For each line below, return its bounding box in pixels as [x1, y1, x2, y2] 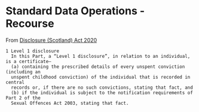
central [5, 79, 25, 85]
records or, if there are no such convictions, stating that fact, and [11, 85, 194, 91]
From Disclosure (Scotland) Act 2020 [5, 36, 97, 43]
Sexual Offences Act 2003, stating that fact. [11, 100, 129, 106]
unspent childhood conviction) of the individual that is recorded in [11, 74, 191, 80]
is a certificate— [5, 58, 51, 64]
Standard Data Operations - [5, 4, 145, 18]
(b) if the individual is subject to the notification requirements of [11, 89, 194, 96]
